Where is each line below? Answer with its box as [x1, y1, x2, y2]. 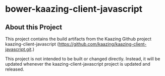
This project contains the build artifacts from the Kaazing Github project [5, 36, 152, 42]
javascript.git [5, 47, 32, 52]
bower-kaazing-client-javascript [5, 3, 143, 15]
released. [5, 66, 24, 72]
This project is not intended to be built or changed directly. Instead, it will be [5, 56, 161, 62]
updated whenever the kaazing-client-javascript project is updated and [5, 61, 151, 67]
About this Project [5, 23, 62, 31]
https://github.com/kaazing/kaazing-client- [58, 41, 147, 47]
